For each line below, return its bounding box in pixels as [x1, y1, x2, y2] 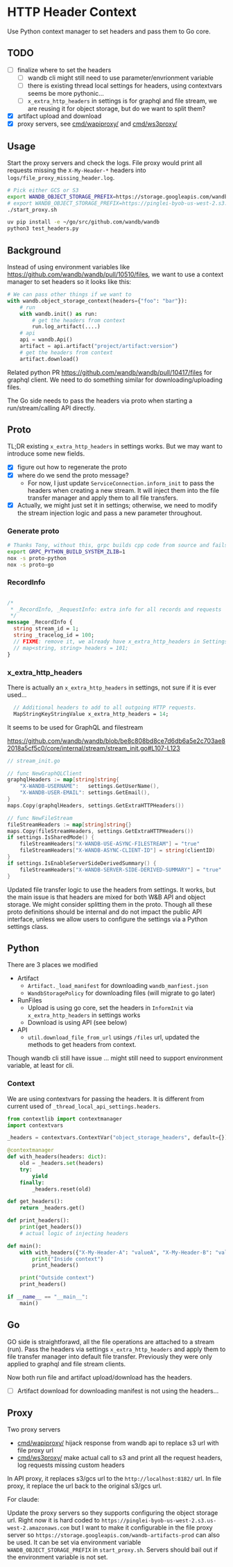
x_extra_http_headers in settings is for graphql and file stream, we [27, 97, 217, 105]
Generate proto [7, 526, 60, 535]
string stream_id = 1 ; [13, 626, 79, 632]
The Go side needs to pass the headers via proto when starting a [7, 396, 193, 405]
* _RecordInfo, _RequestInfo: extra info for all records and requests [10, 605, 222, 613]
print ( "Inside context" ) [32, 1255, 104, 1262]
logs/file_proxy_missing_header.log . [7, 173, 115, 181]
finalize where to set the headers [17, 65, 112, 74]
